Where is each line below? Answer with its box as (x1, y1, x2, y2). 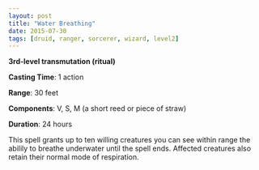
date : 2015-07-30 (8, 27, 67, 35)
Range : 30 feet (8, 88, 59, 98)
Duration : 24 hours (8, 119, 73, 130)
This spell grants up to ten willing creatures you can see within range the (8, 135, 251, 145)
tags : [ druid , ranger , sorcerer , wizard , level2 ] (8, 34, 180, 43)
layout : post (8, 11, 53, 20)
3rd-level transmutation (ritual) (8, 57, 116, 66)
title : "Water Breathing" (8, 19, 96, 28)
